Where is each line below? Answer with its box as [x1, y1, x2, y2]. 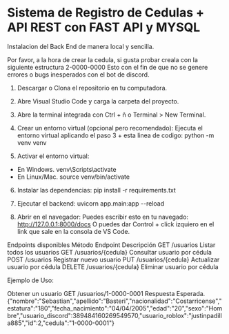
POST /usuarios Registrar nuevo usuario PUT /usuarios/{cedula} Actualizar [7, 255, 220, 264]
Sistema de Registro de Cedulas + [7, 5, 205, 21]
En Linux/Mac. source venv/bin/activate [17, 173, 130, 181]
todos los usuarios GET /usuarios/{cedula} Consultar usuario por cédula [7, 248, 212, 256]
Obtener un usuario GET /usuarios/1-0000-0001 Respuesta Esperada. [7, 289, 206, 297]
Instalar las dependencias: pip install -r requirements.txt [17, 186, 176, 194]
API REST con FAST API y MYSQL [7, 19, 201, 35]
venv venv [17, 138, 47, 146]
